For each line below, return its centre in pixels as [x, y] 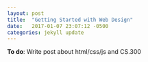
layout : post [26, 13]
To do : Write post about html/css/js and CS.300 [74, 52]
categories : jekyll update [46, 32]
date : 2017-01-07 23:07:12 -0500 [58, 26]
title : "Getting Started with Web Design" [70, 20]
